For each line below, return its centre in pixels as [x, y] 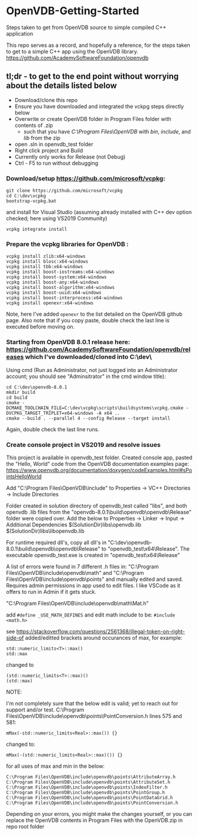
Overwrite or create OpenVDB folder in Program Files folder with [93, 119]
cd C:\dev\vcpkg [26, 196]
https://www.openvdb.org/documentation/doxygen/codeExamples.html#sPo [99, 470]
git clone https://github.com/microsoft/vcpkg [64, 191]
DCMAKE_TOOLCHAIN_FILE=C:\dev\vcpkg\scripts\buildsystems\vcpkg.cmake [95, 408]
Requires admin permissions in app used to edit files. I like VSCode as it [93, 585]
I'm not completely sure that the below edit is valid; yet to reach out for [92, 703]
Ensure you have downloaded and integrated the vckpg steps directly [99, 106]
